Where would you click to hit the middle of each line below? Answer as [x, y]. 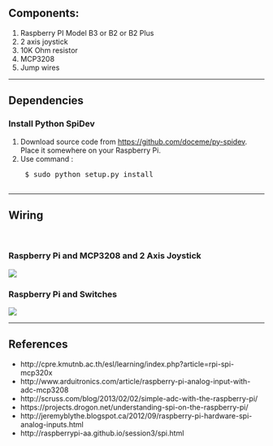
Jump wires [40, 67]
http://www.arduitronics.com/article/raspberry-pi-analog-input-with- [135, 381]
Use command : [47, 158]
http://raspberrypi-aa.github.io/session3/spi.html [102, 433]
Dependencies [46, 101]
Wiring [26, 215]
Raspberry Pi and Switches [63, 294]
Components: [44, 13]
